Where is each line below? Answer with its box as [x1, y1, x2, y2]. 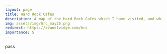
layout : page [5, 7, 32, 12]
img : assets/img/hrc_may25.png [5, 21, 70, 26]
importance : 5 [5, 30, 35, 35]
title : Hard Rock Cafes [5, 12, 55, 17]
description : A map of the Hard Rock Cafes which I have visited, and [5, 16, 155, 21]
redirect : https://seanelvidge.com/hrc [5, 26, 88, 30]
